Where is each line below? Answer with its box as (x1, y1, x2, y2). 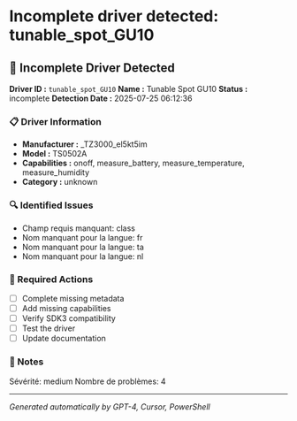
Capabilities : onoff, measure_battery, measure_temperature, (21, 157, 245, 169)
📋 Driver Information (9, 115, 102, 127)
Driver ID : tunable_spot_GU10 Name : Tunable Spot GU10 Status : (9, 84, 248, 94)
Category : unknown (21, 177, 98, 188)
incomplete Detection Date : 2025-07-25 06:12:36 (9, 93, 193, 103)
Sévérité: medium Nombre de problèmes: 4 (9, 376, 166, 387)
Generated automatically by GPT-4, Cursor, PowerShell (9, 401, 210, 412)
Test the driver (21, 323, 76, 333)
